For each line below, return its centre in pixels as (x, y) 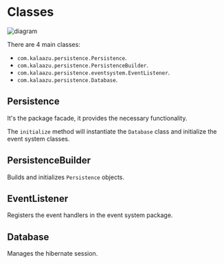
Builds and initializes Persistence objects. (66, 177)
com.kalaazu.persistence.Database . (67, 79)
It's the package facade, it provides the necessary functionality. (97, 118)
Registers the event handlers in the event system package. (90, 215)
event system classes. (38, 139)
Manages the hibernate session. (53, 254)
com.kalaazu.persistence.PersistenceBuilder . (83, 65)
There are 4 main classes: (44, 44)
